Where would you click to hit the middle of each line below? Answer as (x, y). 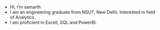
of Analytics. (23, 17)
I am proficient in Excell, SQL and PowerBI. (53, 22)
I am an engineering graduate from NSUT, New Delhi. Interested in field (82, 12)
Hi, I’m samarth (25, 7)
